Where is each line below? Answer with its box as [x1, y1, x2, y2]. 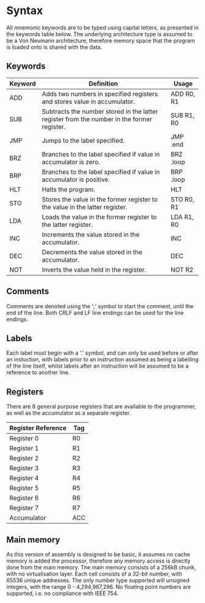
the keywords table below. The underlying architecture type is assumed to [6, 30, 193, 37]
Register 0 [9, 434, 39, 443]
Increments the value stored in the [41, 230, 140, 239]
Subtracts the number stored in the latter [41, 107, 159, 116]
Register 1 [9, 444, 39, 453]
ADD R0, [170, 89, 195, 98]
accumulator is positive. [41, 175, 110, 183]
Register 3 [9, 464, 39, 473]
